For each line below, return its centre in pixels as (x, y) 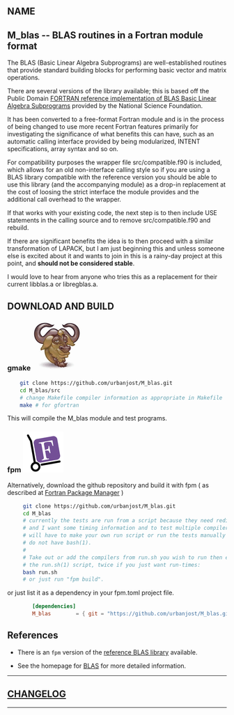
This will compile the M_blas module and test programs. (87, 418)
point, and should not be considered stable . (71, 263)
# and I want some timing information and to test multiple (111, 528)
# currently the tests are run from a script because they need (118, 521)
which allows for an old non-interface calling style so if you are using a (109, 170)
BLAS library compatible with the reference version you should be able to (112, 178)
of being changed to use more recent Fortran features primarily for (103, 127)
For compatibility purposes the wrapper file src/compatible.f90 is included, (115, 162)
